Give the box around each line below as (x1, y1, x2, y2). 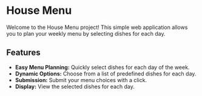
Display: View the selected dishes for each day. (15, 83, 135, 90)
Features (6, 48, 41, 58)
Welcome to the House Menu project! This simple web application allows (6, 24, 188, 31)
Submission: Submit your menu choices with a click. (15, 76, 147, 83)
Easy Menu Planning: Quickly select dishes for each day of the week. (15, 63, 190, 71)
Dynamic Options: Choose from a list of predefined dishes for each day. (15, 70, 197, 77)
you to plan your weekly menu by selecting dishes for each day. (6, 30, 166, 37)
